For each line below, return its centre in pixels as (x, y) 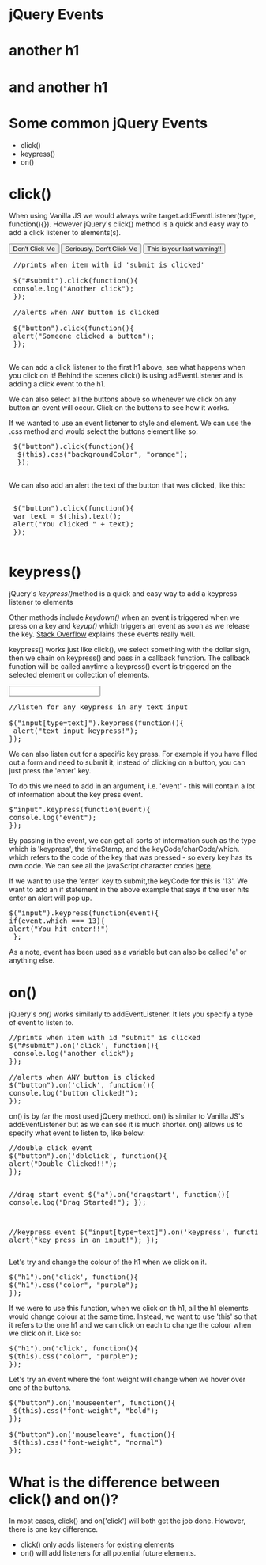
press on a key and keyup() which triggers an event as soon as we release (130, 626)
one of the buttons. (40, 1388)
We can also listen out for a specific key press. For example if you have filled (133, 754)
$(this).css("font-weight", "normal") (88, 1443)
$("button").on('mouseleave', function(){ (92, 1435)
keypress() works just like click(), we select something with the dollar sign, (130, 650)
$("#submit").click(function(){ (76, 281)
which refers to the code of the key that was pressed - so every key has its (131, 857)
